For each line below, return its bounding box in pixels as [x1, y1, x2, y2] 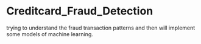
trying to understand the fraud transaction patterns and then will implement [6, 24, 196, 31]
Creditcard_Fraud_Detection [6, 4, 153, 18]
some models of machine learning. [6, 30, 93, 37]
